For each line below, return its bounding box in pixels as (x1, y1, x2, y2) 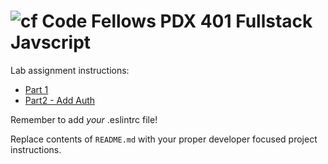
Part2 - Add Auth (24, 94, 96, 106)
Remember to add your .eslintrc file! (10, 113, 158, 125)
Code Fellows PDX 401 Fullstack (41, 10, 313, 33)
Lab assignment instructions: (10, 64, 130, 76)
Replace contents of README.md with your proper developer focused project (10, 133, 318, 145)
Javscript (10, 31, 92, 54)
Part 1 (24, 83, 49, 95)
